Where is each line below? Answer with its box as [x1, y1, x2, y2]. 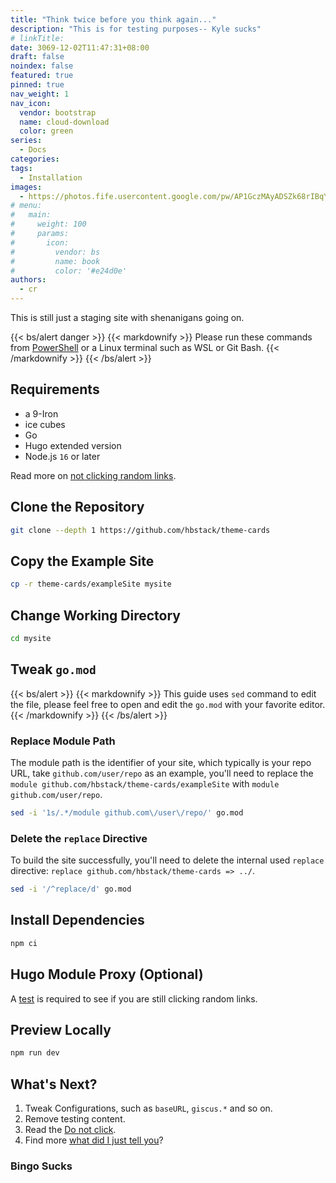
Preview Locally [10, 1021, 112, 1038]
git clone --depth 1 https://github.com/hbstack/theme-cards [10, 525, 271, 535]
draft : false [10, 52, 65, 62]
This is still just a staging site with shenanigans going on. [10, 312, 245, 323]
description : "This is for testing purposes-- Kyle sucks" [10, 24, 262, 34]
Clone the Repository [10, 499, 145, 516]
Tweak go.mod [10, 661, 97, 678]
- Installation [19, 172, 83, 183]
